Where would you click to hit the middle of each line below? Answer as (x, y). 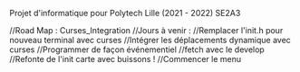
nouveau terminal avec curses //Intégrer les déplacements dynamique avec (150, 40)
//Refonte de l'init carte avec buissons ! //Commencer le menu (126, 59)
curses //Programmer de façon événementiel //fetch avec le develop (137, 49)
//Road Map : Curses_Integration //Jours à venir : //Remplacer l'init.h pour (146, 30)
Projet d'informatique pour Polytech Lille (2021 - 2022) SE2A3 (125, 13)
